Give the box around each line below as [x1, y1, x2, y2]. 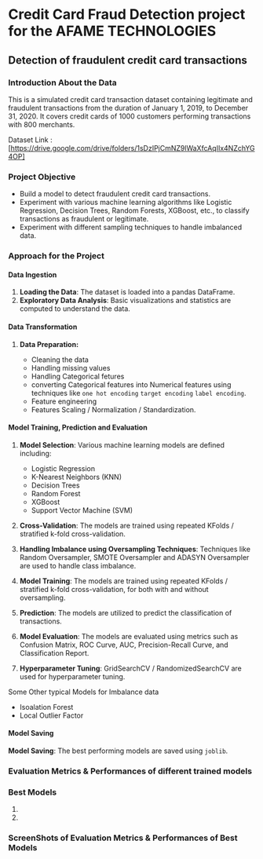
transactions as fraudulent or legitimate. [19, 214, 149, 224]
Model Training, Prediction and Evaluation [8, 422, 148, 433]
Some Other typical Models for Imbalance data [8, 687, 159, 696]
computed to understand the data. [19, 304, 131, 313]
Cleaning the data [31, 355, 89, 364]
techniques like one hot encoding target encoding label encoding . [31, 388, 247, 397]
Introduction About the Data [8, 77, 118, 88]
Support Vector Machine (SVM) [31, 505, 133, 515]
